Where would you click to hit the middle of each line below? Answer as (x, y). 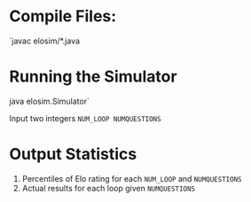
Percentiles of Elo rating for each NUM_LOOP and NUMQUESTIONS (132, 178)
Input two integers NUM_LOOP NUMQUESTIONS (85, 118)
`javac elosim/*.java (45, 41)
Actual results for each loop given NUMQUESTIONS (109, 188)
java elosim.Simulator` (50, 101)
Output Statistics (73, 155)
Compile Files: (63, 16)
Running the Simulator (93, 77)
